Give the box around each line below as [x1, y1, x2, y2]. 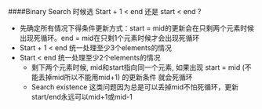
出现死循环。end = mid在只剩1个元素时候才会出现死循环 [19, 34, 200, 42]
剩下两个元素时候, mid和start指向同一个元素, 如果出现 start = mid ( [31, 63, 246, 72]
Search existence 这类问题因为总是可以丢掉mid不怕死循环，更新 [31, 82, 239, 92]
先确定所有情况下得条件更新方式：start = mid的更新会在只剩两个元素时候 [19, 24, 255, 33]
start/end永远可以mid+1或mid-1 [31, 93, 133, 101]
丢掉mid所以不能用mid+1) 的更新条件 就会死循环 [38, 73, 193, 82]
